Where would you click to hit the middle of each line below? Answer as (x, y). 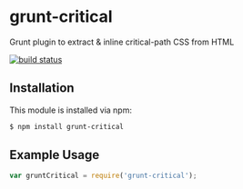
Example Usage (55, 155)
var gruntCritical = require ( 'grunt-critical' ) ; (103, 176)
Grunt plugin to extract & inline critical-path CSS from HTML (122, 42)
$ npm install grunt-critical (67, 126)
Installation (42, 88)
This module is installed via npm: (71, 110)
